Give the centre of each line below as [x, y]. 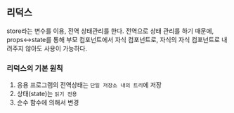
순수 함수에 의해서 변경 [48, 102]
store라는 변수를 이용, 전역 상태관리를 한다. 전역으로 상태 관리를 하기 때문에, [110, 31]
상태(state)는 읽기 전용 [47, 94]
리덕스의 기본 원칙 [35, 68]
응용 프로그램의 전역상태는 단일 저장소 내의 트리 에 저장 [89, 85]
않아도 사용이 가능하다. [56, 48]
